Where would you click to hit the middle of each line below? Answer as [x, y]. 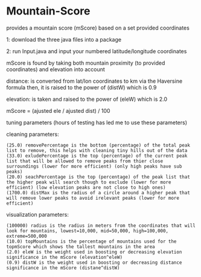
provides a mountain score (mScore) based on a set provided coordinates [98, 28]
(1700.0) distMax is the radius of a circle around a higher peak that [98, 193]
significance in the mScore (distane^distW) [63, 268]
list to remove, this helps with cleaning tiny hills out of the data [97, 150]
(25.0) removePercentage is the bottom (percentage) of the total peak [98, 145]
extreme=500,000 [27, 236]
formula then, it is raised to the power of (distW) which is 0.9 [81, 87]
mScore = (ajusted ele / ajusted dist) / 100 [58, 110]
